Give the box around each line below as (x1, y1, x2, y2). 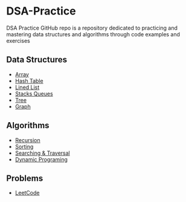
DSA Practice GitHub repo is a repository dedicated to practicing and (6, 24, 178, 31)
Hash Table (14, 77, 43, 84)
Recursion (14, 136, 40, 143)
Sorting (14, 143, 34, 150)
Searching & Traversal (14, 149, 71, 157)
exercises (6, 37, 30, 44)
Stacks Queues (14, 90, 53, 97)
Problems (6, 173, 43, 183)
